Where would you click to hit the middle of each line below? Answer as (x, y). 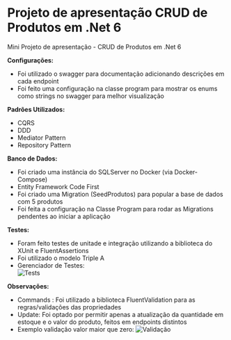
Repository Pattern (44, 145)
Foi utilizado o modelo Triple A (61, 258)
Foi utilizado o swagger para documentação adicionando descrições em (121, 74)
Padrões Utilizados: (36, 109)
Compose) (32, 179)
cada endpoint (38, 81)
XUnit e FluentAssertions (53, 250)
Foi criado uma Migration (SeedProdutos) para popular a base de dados (120, 194)
